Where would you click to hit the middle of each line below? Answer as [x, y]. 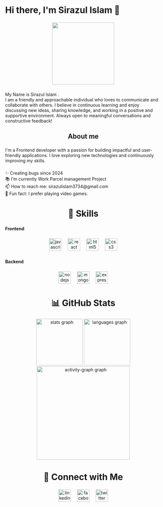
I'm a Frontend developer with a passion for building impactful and [73, 150]
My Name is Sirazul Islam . [32, 94]
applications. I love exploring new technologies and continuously [88, 156]
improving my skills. [25, 161]
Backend [14, 262]
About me [83, 136]
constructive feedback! [29, 121]
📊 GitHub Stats [83, 303]
